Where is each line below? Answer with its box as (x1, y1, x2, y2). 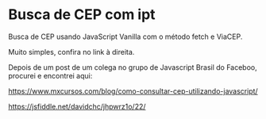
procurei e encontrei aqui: (8, 71, 93, 80)
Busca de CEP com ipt (8, 6, 156, 24)
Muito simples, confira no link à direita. (8, 47, 135, 56)
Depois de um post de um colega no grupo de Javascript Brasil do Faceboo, (8, 62, 257, 72)
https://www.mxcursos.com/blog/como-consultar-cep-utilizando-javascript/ (8, 86, 258, 96)
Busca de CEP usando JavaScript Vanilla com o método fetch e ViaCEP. (8, 32, 243, 41)
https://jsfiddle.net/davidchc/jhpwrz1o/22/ (8, 102, 146, 111)
